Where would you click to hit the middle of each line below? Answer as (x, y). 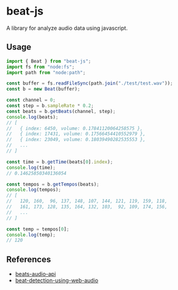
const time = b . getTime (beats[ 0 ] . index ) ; (60, 162)
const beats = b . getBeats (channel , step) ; (61, 111)
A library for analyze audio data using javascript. (67, 28)
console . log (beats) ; (33, 117)
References (29, 259)
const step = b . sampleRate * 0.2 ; (50, 106)
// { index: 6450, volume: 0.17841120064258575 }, (75, 128)
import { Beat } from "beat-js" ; (49, 61)
